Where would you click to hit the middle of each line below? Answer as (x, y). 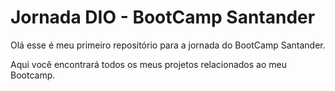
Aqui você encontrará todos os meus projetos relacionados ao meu (148, 64)
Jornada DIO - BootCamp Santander (163, 17)
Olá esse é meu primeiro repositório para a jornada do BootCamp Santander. (168, 45)
